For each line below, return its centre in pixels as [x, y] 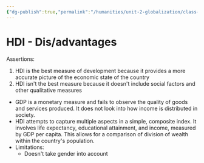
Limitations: [29, 147]
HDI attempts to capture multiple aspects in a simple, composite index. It [106, 121]
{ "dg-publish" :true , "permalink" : [49, 12]
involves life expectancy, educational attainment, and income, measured [105, 128]
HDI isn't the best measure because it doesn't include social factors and [105, 83]
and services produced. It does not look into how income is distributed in [106, 108]
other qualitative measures [48, 90]
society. [25, 115]
